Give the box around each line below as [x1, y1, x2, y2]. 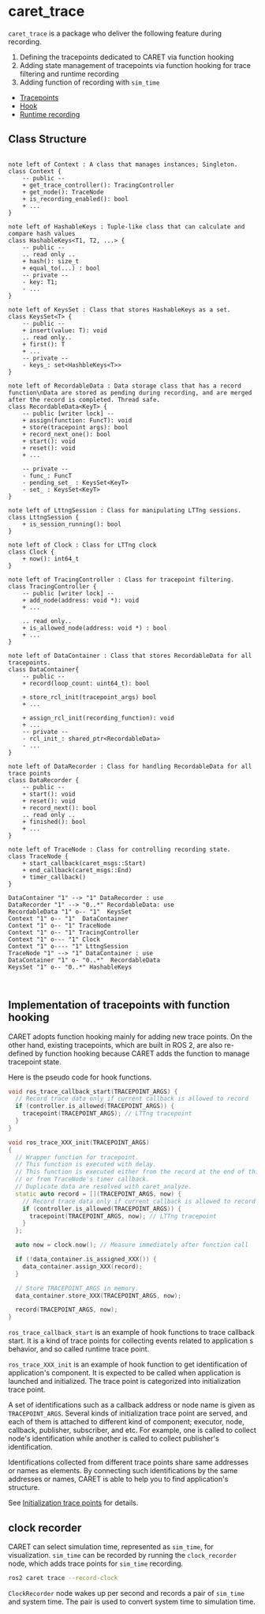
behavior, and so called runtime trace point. [8, 1344, 150, 1354]
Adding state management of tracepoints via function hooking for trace [19, 60, 251, 70]
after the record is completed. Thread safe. [8, 395, 160, 403]
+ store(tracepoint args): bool [22, 423, 129, 431]
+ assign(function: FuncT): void [22, 416, 132, 425]
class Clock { [8, 548, 55, 556]
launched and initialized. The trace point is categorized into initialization [8, 1377, 241, 1386]
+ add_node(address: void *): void [22, 596, 140, 604]
